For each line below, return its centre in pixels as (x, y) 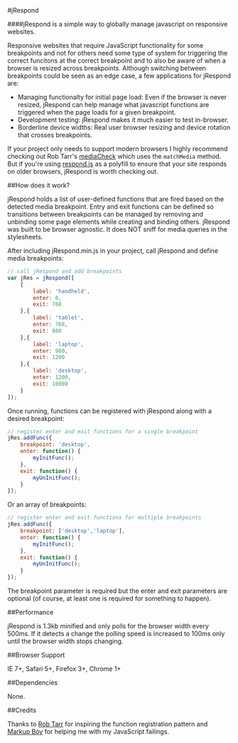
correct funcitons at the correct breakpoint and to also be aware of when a (117, 61)
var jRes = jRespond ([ (41, 278)
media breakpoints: (36, 258)
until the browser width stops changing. (65, 641)
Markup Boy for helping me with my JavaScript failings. (88, 732)
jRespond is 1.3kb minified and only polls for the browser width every (108, 626)
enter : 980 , (51, 351)
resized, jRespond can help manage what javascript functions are (113, 105)
